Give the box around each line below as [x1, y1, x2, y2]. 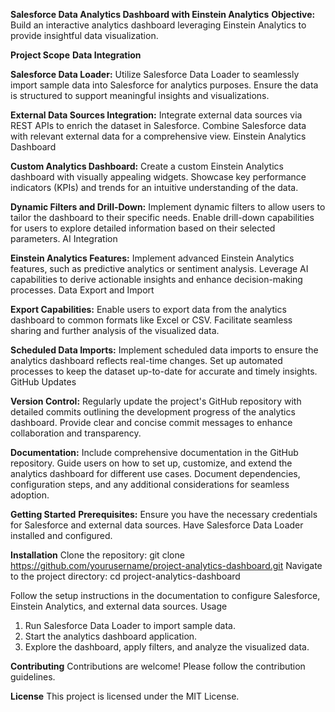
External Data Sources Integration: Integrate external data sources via [10, 109, 303, 121]
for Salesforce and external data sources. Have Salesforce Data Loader [10, 519, 304, 531]
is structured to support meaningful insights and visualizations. [10, 90, 270, 101]
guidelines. [10, 671, 56, 683]
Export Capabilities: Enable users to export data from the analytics [10, 304, 287, 315]
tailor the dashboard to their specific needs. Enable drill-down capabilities [10, 212, 315, 223]
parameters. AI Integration [10, 233, 118, 244]
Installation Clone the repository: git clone [10, 549, 185, 561]
